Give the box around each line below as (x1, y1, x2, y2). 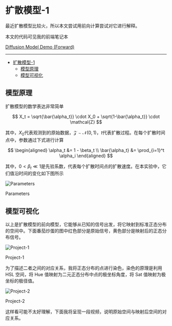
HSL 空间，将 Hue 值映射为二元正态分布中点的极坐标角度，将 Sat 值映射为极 (5, 272, 166, 278)
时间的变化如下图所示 (18, 170, 64, 177)
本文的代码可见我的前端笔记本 (5, 33, 68, 40)
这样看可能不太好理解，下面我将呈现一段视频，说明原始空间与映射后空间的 (5, 309, 162, 315)
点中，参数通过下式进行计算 (5, 137, 64, 143)
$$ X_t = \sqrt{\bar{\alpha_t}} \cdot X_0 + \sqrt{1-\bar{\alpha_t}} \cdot (12, 113, 160, 120)
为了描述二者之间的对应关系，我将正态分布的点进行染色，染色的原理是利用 (5, 265, 162, 271)
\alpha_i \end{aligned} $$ (59, 152, 113, 159)
